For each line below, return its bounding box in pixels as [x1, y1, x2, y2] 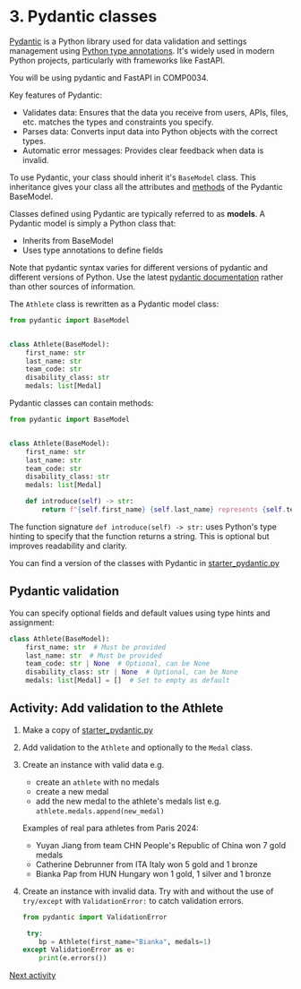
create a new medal [35, 786, 109, 796]
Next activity [9, 970, 56, 981]
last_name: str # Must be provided [25, 651, 163, 660]
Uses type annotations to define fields [21, 245, 164, 255]
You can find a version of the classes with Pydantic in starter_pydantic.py [9, 557, 280, 568]
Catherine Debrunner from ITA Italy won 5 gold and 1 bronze [35, 858, 258, 870]
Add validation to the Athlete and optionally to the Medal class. [21, 742, 254, 752]
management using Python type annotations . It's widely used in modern [9, 45, 275, 56]
